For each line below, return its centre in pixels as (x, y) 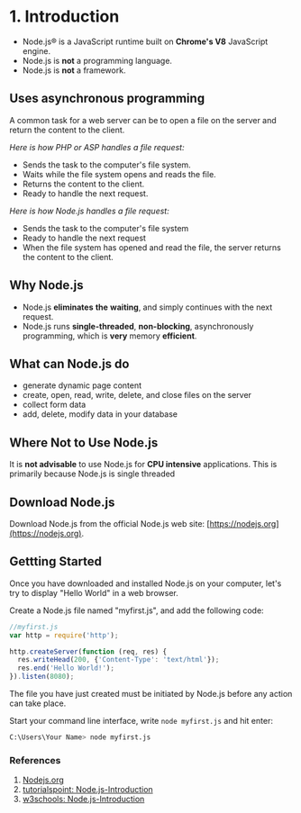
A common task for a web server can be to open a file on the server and (143, 120)
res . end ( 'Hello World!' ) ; (66, 668)
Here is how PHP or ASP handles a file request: (97, 147)
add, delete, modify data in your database (100, 414)
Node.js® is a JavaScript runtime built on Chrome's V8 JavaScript (145, 41)
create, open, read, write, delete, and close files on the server (137, 395)
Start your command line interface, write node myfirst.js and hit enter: (141, 721)
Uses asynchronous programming (107, 99)
